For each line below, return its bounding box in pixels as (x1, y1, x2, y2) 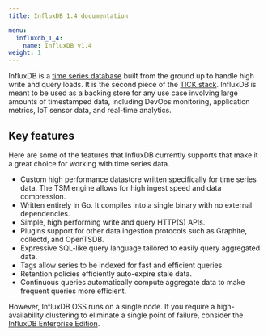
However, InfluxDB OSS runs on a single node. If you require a (8, 301, 215, 311)
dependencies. (19, 208, 70, 218)
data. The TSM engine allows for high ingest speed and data (19, 183, 222, 192)
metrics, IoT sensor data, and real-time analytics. (8, 106, 172, 115)
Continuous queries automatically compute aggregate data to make (19, 277, 245, 287)
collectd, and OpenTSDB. (19, 234, 104, 244)
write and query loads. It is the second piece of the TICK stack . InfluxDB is (8, 80, 257, 90)
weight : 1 (8, 49, 42, 57)
